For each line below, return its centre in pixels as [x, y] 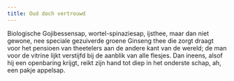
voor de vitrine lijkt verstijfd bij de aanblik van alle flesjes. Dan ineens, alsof [115, 55]
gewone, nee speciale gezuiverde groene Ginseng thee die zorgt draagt [111, 40]
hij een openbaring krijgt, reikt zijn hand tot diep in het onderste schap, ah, [114, 62]
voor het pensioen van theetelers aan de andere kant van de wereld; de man [117, 48]
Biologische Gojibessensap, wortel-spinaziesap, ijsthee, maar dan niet [108, 33]
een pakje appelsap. [36, 70]
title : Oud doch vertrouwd [46, 13]
